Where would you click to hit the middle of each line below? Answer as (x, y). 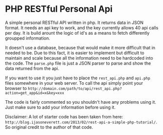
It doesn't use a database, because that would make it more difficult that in (80, 47)
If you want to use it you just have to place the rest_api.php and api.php (78, 78)
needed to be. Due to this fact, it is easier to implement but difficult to (75, 53)
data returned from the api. (32, 68)
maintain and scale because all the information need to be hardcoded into (79, 58)
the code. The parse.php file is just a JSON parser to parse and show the (78, 63)
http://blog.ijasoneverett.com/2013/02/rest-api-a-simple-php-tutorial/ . (81, 122)
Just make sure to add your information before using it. (60, 107)
